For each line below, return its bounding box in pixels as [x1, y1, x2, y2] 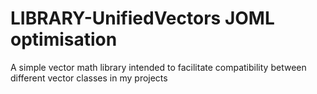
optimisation [10, 28, 118, 51]
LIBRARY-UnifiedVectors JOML [10, 7, 275, 30]
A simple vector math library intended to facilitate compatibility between [10, 61, 307, 73]
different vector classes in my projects [10, 72, 168, 84]
